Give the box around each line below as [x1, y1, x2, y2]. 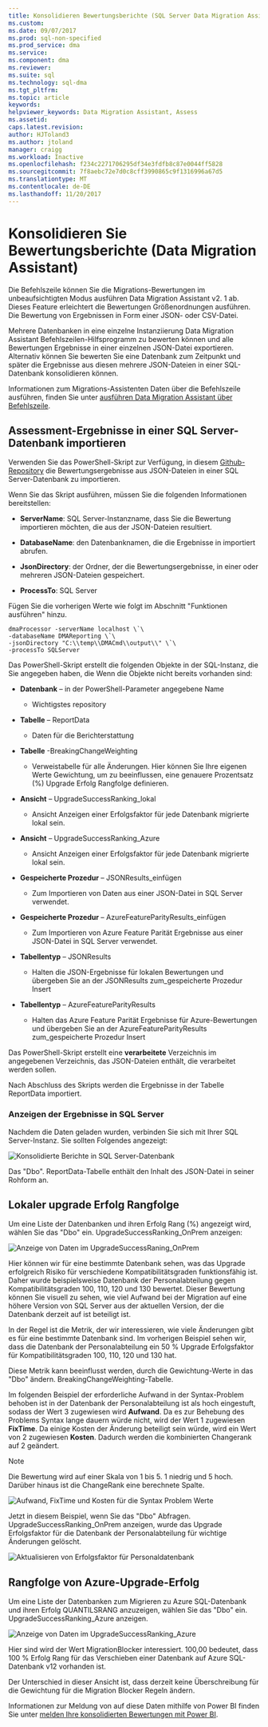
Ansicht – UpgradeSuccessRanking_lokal [19, 794, 156, 804]
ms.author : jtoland [8, 137, 73, 146]
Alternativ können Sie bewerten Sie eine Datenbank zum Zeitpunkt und [8, 351, 241, 360]
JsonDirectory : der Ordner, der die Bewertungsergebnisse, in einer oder [19, 562, 259, 571]
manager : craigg [8, 145, 62, 153]
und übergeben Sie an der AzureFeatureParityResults [31, 1024, 207, 1033]
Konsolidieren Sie [8, 225, 128, 242]
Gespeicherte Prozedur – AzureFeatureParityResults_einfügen [19, 913, 227, 922]
